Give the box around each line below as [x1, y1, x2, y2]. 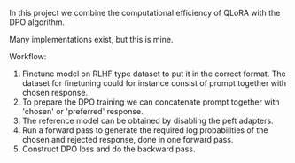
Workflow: [9, 51, 47, 61]
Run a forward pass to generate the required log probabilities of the [21, 125, 268, 136]
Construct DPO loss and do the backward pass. [21, 144, 196, 154]
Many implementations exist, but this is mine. [9, 35, 174, 44]
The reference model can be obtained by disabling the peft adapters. [21, 115, 274, 126]
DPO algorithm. [9, 17, 65, 27]
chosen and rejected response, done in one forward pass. [21, 135, 234, 144]
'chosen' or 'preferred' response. [21, 106, 144, 116]
